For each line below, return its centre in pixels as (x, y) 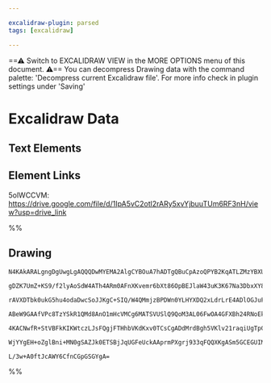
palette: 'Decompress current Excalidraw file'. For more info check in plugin (133, 77)
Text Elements (45, 149)
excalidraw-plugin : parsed (54, 23)
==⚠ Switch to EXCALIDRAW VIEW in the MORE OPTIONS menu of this (127, 60)
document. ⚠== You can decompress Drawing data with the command (126, 69)
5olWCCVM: (29, 195)
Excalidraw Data (64, 119)
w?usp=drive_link (38, 212)
